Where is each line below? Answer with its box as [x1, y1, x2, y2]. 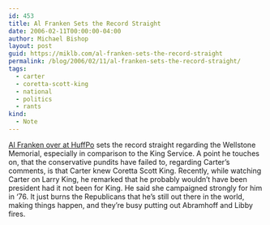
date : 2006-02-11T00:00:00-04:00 [8, 27, 122, 35]
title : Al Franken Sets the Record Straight [8, 19, 161, 28]
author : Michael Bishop [8, 34, 89, 43]
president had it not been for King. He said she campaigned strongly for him [8, 183, 263, 193]
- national [15, 87, 53, 96]
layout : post [8, 42, 53, 50]
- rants [15, 102, 42, 110]
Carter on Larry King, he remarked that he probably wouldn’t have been [8, 174, 247, 184]
